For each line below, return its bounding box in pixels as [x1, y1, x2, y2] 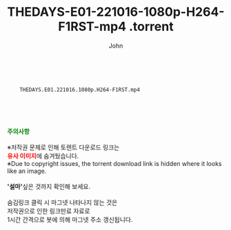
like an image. [7, 167, 47, 175]
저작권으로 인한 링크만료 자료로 [7, 207, 91, 215]
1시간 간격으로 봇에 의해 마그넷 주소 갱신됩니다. [7, 215, 133, 224]
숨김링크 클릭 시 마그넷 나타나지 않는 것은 [7, 198, 118, 207]
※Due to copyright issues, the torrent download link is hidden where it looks [7, 159, 222, 167]
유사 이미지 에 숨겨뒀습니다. [7, 151, 79, 160]
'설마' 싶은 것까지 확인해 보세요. [7, 182, 91, 190]
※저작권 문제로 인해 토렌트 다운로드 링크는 [7, 143, 120, 151]
